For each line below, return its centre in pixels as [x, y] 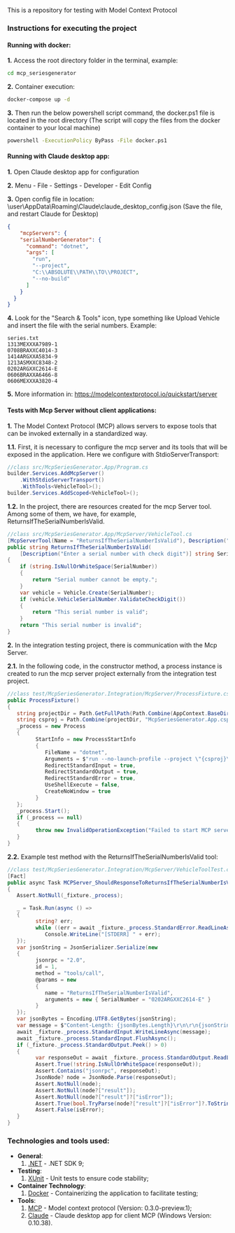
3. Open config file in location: [51, 199]
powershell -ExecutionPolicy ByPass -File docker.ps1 [87, 140]
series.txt [23, 339]
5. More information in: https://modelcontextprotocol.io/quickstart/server [113, 394]
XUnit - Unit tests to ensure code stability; [88, 1178]
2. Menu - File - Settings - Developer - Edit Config [79, 185]
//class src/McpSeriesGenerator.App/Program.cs [78, 467]
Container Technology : [51, 1186]
